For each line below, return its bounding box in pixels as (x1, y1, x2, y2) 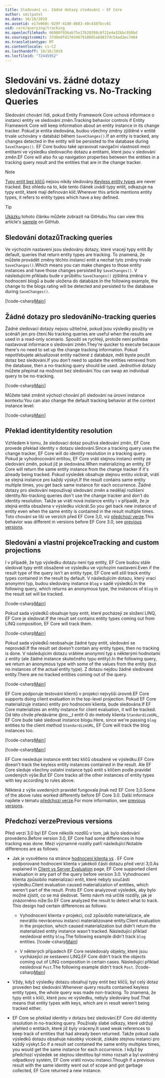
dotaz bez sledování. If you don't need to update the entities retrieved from (5, 357, 156, 363)
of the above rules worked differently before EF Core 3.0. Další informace (5, 792, 154, 798)
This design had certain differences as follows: (12, 903, 107, 909)
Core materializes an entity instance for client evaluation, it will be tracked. (5, 706, 156, 712)
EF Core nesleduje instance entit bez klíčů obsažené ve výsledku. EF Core (5, 756, 154, 762)
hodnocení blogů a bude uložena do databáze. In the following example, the (5, 278, 158, 284)
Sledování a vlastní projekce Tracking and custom (5, 539, 159, 547)
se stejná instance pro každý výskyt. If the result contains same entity (5, 477, 146, 483)
